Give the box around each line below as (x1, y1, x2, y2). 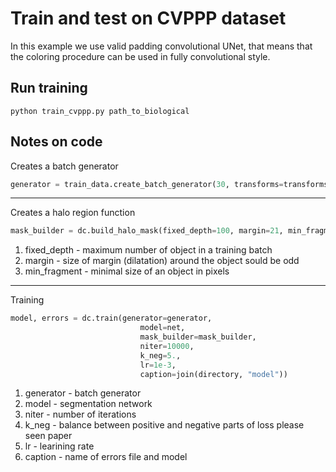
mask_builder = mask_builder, (139, 332, 257, 342)
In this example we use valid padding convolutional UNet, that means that (10, 40, 313, 52)
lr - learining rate (24, 440, 95, 452)
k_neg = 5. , (139, 350, 182, 361)
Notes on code (10, 133, 103, 151)
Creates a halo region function (10, 207, 136, 219)
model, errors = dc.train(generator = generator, (10, 313, 213, 324)
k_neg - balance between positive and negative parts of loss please (24, 419, 305, 431)
